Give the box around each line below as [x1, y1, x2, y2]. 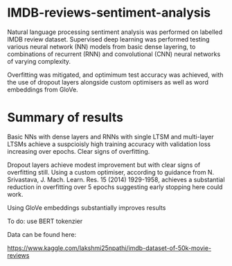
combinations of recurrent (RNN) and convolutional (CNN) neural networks [7, 50, 221, 58]
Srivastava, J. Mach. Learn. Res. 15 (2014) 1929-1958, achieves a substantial [7, 175, 225, 184]
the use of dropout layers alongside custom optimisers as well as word [7, 78, 209, 86]
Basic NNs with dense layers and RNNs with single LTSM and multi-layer [7, 132, 214, 141]
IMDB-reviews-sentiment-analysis [7, 5, 211, 21]
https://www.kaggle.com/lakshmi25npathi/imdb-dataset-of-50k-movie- [7, 244, 212, 252]
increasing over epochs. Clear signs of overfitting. [7, 147, 150, 155]
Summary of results [7, 109, 123, 125]
